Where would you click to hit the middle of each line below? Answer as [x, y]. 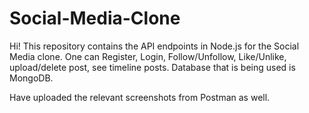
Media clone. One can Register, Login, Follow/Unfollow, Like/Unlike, [148, 56]
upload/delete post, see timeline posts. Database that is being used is [152, 67]
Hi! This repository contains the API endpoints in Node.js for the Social [154, 46]
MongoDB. [31, 78]
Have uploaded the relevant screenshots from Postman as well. [140, 97]
